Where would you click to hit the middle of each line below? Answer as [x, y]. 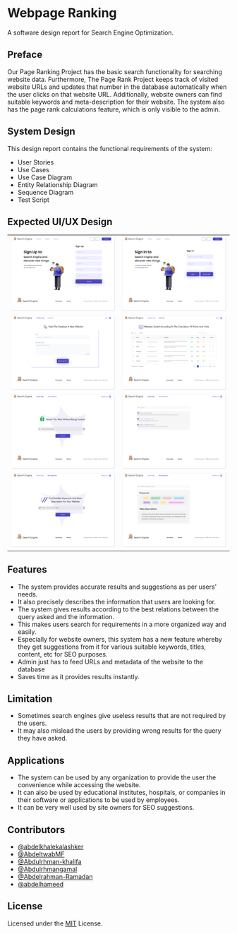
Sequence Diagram [45, 192]
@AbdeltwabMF [41, 854]
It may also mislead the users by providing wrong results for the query [119, 731]
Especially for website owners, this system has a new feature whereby [120, 639]
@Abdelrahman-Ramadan [55, 877]
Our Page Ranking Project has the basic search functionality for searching [115, 71]
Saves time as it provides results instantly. [78, 676]
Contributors [36, 830]
